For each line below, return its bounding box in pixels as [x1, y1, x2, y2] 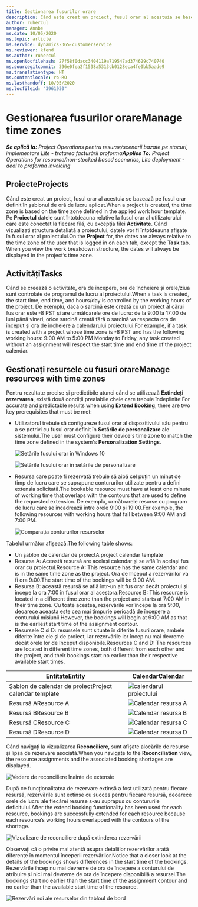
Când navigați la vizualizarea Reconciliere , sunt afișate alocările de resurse [6, 743, 189, 750]
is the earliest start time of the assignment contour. [14, 621, 138, 628]
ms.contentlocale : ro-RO [6, 75, 67, 80]
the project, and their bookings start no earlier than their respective [14, 652, 178, 659]
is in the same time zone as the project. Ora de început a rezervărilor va [14, 570, 189, 577]
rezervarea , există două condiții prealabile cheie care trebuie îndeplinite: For [6, 396, 190, 403]
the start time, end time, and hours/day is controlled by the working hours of [6, 297, 192, 304]
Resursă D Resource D [9, 728, 70, 737]
